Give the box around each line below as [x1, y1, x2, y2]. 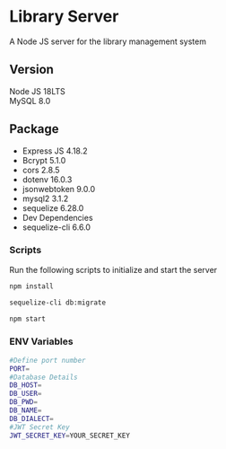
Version [9, 62, 54, 77]
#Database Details [9, 373, 78, 382]
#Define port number [9, 356, 87, 365]
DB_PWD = [9, 398, 39, 407]
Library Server [9, 6, 119, 27]
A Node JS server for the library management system [9, 36, 206, 47]
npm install [9, 281, 54, 291]
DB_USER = [9, 389, 42, 399]
